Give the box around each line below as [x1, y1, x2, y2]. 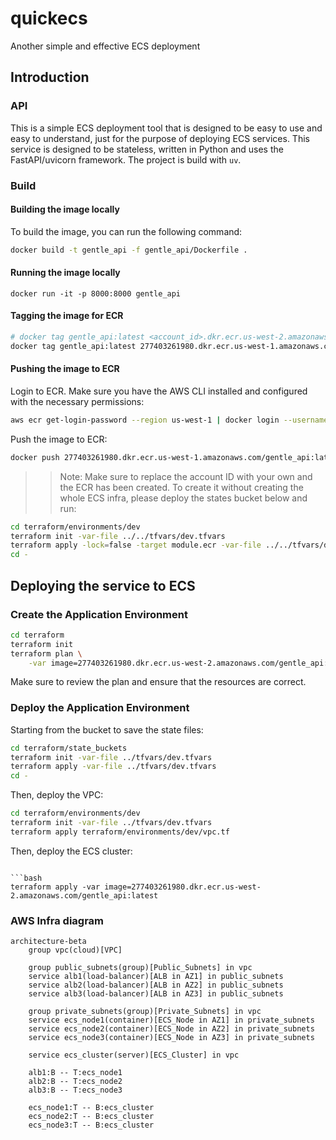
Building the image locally [10, 203, 120, 216]
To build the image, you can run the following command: [10, 225, 243, 237]
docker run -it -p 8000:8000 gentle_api [10, 288, 182, 299]
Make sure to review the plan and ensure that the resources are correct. [10, 676, 307, 688]
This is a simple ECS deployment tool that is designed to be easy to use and [10, 122, 323, 134]
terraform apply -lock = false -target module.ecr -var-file [10, 540, 262, 551]
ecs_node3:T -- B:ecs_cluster [28, 1120, 155, 1131]
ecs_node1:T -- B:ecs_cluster [28, 1103, 155, 1113]
